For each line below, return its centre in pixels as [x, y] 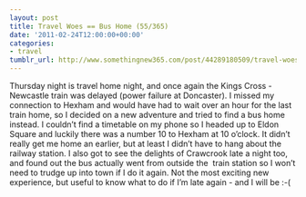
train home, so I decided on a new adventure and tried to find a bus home [147, 115]
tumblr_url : [32, 60]
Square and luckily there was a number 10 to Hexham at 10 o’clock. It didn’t [150, 134]
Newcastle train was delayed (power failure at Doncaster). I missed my [142, 95]
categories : [32, 43]
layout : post [34, 18]
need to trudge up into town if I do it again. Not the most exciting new [139, 172]
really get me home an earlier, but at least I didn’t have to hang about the [146, 143]
